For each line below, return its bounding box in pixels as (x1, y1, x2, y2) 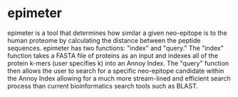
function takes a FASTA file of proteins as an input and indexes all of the (7, 51, 219, 60)
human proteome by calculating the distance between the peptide (7, 36, 201, 44)
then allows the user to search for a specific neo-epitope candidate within (7, 66, 224, 75)
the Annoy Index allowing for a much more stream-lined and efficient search (7, 73, 232, 83)
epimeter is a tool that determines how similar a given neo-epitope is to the (7, 29, 227, 37)
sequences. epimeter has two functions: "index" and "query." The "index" (7, 44, 224, 52)
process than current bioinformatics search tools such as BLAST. (7, 81, 198, 90)
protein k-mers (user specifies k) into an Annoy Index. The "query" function (7, 58, 229, 67)
